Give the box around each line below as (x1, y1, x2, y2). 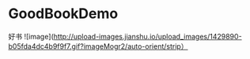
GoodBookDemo (8, 5, 119, 23)
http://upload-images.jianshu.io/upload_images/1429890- (53, 31, 243, 41)
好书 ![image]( (8, 31, 54, 41)
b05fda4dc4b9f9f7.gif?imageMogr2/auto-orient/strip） (8, 41, 188, 51)
